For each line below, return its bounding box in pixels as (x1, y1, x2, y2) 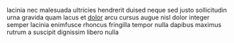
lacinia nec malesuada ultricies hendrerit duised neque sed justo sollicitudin (6, 6, 227, 14)
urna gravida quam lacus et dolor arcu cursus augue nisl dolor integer (6, 13, 210, 21)
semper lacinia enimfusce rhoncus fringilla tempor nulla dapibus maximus (6, 21, 222, 28)
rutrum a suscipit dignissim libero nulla (6, 28, 119, 36)
